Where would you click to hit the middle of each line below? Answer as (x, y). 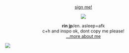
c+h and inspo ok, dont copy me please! (83, 31)
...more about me (83, 36)
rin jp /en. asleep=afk (83, 26)
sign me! (83, 7)
